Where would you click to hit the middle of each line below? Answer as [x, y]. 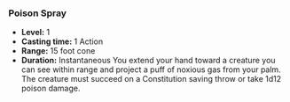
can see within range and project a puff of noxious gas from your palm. [151, 69]
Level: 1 [35, 33]
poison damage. [51, 88]
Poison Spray [38, 13]
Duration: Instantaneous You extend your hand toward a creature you [148, 61]
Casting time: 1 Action [62, 41]
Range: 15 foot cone [58, 51]
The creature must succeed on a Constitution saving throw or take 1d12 [151, 79]
